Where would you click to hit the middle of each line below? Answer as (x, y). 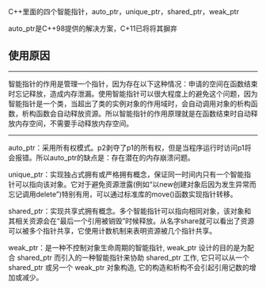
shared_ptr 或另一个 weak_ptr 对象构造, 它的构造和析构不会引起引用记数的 (129, 267)
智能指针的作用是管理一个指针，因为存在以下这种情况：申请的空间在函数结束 (133, 84)
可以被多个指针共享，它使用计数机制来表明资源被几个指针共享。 (112, 230)
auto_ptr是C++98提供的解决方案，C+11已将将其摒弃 (93, 29)
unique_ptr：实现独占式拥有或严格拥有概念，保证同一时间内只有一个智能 (126, 174)
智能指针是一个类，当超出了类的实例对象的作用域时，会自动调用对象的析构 (129, 103)
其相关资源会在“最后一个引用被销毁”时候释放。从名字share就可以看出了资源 (131, 221)
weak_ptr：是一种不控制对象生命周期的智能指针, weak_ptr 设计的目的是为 (128, 247)
